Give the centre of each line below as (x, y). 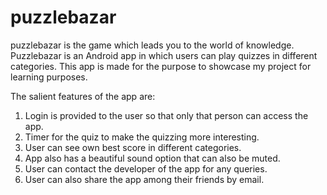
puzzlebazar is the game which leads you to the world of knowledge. (152, 45)
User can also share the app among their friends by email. (144, 179)
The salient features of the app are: (83, 96)
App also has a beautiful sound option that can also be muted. (152, 158)
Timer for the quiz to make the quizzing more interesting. (142, 137)
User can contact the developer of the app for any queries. (146, 168)
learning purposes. (49, 77)
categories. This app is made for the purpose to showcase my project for (161, 66)
